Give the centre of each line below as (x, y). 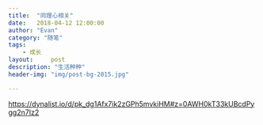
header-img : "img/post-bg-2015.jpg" (69, 74)
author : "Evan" (33, 30)
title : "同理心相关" (41, 15)
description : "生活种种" (47, 67)
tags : (17, 45)
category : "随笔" (36, 38)
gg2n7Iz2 (24, 112)
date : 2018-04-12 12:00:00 (56, 23)
